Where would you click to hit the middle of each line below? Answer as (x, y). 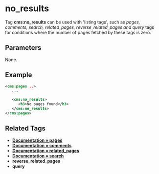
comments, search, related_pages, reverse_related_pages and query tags (79, 27)
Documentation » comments (42, 145)
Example (19, 75)
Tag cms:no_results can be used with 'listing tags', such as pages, (73, 22)
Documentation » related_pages (45, 151)
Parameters (23, 48)
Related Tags (25, 128)
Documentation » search (38, 156)
